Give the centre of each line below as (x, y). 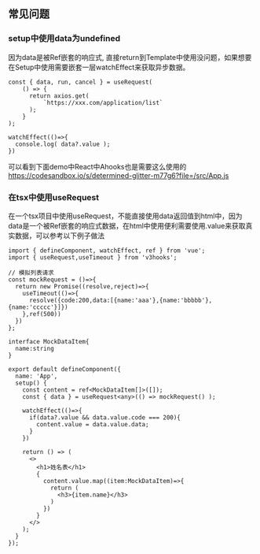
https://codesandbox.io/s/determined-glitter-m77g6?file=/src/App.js (119, 175)
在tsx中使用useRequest (54, 197)
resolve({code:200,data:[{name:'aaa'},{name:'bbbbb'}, (121, 300)
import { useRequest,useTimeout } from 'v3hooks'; (93, 257)
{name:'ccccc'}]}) (38, 307)
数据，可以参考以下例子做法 (59, 236)
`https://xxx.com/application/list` (103, 102)
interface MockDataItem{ (49, 341)
